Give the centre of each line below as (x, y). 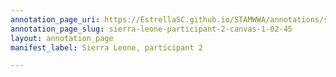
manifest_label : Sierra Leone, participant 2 (106, 47)
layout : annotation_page (62, 38)
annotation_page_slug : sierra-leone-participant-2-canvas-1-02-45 (151, 29)
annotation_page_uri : (55, 19)
